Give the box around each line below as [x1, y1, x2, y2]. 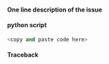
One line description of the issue [7, 5, 102, 14]
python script [7, 21, 47, 29]
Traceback [7, 51, 39, 59]
